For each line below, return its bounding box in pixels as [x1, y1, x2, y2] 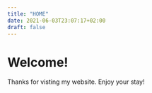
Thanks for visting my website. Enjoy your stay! [7, 77, 145, 86]
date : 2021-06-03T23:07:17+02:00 [7, 17, 106, 24]
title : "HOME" [7, 10, 49, 18]
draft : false [7, 23, 46, 31]
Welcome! [7, 54, 69, 70]
